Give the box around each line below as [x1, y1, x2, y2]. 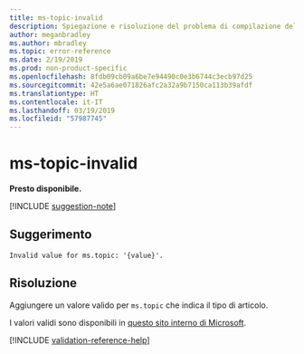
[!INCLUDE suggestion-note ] [9, 201, 117, 212]
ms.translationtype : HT [9, 89, 100, 98]
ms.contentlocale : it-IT [9, 97, 103, 107]
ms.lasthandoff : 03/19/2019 [9, 106, 116, 115]
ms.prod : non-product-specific [9, 64, 128, 73]
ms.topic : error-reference [9, 47, 111, 56]
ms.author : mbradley [9, 38, 88, 48]
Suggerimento [9, 227, 92, 243]
